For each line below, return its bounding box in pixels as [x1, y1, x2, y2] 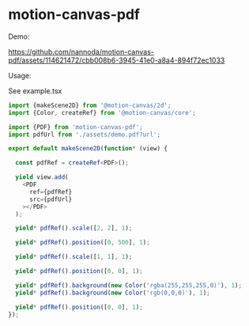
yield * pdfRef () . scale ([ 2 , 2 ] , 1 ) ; [15, 224, 133, 233]
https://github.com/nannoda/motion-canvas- [8, 47, 154, 56]
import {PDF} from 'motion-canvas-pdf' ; [8, 123, 144, 131]
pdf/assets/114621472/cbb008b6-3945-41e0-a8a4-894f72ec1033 [8, 55, 225, 65]
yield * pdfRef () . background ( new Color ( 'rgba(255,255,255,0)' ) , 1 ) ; [15, 281, 243, 290]
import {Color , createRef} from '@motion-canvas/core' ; [8, 108, 196, 116]
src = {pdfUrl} [28, 195, 73, 203]
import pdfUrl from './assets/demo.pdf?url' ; [8, 131, 160, 138]
